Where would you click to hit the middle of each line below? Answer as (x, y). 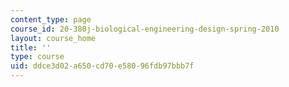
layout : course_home (53, 38)
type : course (37, 57)
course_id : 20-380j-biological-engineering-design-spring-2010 (145, 29)
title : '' (31, 47)
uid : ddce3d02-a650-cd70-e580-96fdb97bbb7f (102, 66)
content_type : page (51, 19)
